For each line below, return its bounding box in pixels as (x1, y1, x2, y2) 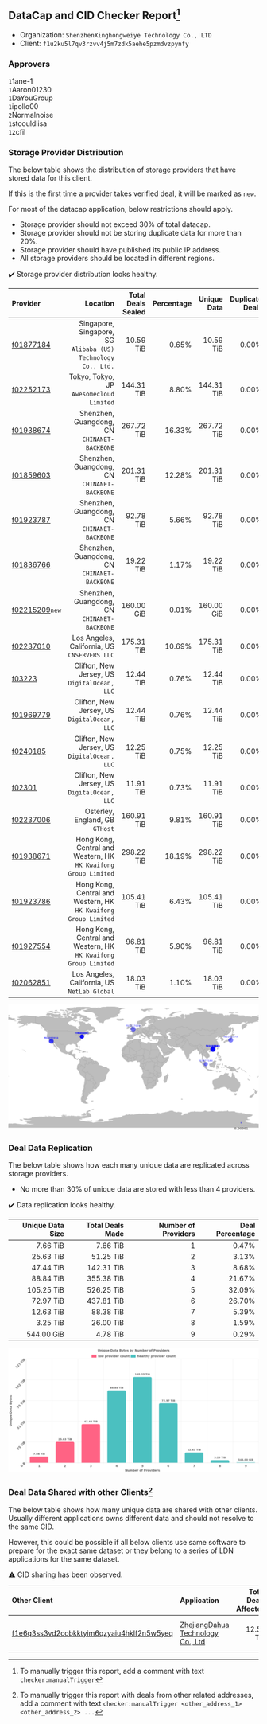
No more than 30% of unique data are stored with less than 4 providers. (19, 1184, 256, 1193)
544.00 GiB (26, 1329, 65, 1339)
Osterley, (84, 807, 115, 817)
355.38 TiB (87, 1273, 125, 1284)
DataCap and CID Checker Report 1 (8, 6, 180, 22)
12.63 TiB (31, 1307, 65, 1316)
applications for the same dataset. (8, 1554, 120, 1563)
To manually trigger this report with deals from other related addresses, (19, 1691, 254, 1700)
